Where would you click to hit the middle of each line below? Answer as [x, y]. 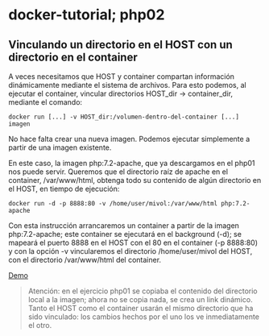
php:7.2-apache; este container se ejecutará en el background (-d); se [125, 234]
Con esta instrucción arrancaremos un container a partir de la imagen [124, 226]
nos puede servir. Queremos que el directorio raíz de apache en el [118, 172]
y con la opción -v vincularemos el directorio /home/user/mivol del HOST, [130, 251]
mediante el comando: [46, 102]
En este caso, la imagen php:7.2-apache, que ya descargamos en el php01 [132, 163]
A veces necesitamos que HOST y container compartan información [122, 77]
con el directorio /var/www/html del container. [85, 260]
